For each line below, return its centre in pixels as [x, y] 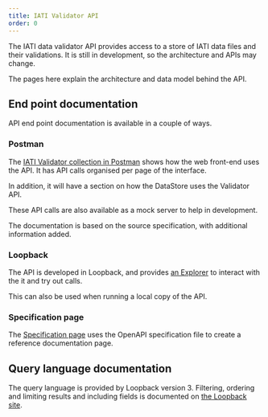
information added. [40, 234]
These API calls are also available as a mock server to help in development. [133, 210]
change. [22, 63]
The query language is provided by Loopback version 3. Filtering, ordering [132, 388]
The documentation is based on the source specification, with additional [128, 225]
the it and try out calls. [45, 280]
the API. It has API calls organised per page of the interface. [107, 170]
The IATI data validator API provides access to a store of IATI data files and [132, 46]
